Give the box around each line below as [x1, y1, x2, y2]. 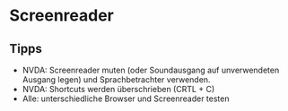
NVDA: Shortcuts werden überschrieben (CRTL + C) [22, 84, 215, 94]
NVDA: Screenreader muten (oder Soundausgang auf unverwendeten [22, 64, 280, 75]
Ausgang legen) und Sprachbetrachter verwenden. [22, 74, 211, 85]
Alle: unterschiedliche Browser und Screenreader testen [22, 93, 230, 104]
